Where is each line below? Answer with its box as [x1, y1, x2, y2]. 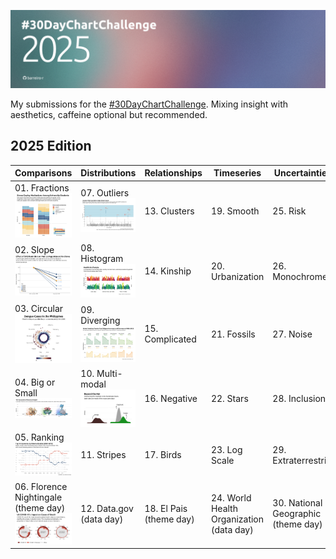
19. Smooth [210, 205, 260, 217]
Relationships [144, 167, 203, 179]
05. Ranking [14, 431, 65, 444]
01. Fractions [14, 181, 70, 194]
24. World [210, 491, 252, 504]
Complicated [144, 333, 197, 345]
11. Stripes [80, 449, 127, 461]
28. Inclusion [272, 393, 327, 405]
